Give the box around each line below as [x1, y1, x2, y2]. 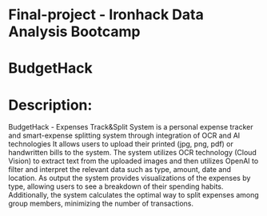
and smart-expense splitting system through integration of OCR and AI [8, 130, 241, 141]
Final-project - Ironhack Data [8, 6, 204, 24]
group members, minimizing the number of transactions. [8, 198, 194, 209]
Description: [8, 96, 93, 114]
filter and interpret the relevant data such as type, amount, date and [8, 165, 232, 174]
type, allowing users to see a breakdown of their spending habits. [8, 182, 224, 191]
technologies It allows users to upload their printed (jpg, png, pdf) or [8, 139, 234, 149]
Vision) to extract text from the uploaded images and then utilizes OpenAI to [8, 156, 259, 166]
